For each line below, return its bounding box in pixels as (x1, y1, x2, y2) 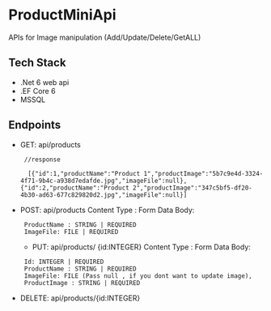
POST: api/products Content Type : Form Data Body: (19, 205, 195, 215)
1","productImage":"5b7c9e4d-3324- (143, 169, 264, 177)
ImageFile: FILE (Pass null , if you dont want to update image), (23, 271, 252, 280)
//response (23, 155, 61, 164)
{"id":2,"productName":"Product (19, 184, 129, 192)
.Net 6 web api (19, 77, 70, 87)
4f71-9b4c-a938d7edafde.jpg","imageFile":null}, (19, 177, 188, 185)
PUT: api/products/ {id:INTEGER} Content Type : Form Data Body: (32, 241, 251, 252)
